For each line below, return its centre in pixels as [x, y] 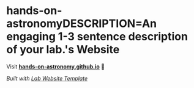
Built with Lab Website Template [47, 78]
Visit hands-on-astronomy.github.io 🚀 [56, 66]
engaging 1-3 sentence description [97, 37]
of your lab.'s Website [63, 50]
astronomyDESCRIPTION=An [82, 24]
